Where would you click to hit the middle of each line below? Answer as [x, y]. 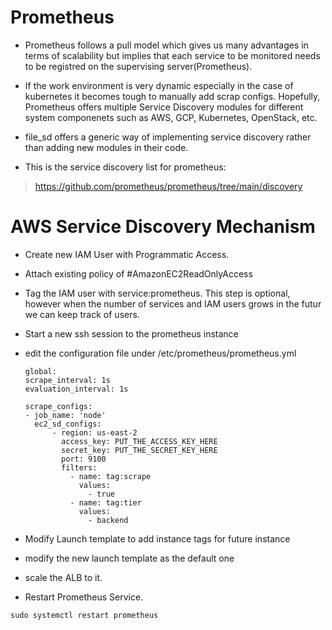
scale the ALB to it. [63, 577]
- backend [108, 520]
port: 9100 [84, 459]
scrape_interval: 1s [67, 380]
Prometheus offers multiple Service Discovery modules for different [164, 107]
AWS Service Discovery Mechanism [163, 227]
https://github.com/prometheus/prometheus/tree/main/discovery [168, 186]
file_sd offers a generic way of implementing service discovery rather [168, 137]
